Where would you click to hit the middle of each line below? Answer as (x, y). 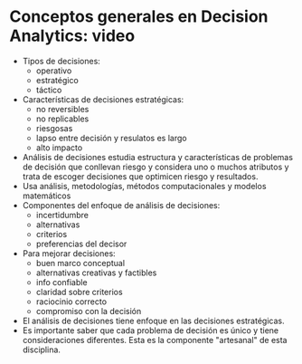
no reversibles (62, 109)
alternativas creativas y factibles (96, 273)
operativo (54, 71)
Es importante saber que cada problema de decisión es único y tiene (150, 330)
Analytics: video (72, 36)
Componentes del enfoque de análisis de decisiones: (121, 205)
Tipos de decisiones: (61, 61)
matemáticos (47, 196)
